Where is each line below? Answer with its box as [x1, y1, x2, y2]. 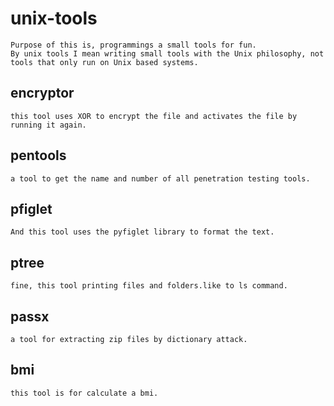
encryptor [10, 85, 75, 102]
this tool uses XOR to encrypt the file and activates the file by [10, 111, 298, 121]
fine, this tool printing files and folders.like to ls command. [10, 281, 288, 291]
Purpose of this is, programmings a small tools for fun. [10, 40, 257, 50]
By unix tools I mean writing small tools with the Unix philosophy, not [10, 48, 325, 59]
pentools [10, 147, 67, 164]
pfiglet [10, 200, 53, 217]
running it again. [10, 120, 87, 130]
